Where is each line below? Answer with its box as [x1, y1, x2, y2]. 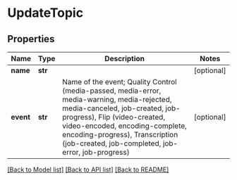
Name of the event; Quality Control [62, 77, 178, 86]
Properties [7, 33, 55, 45]
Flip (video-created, [98, 112, 166, 122]
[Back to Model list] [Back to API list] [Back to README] [7, 165, 169, 174]
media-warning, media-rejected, [62, 95, 172, 104]
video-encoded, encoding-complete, [62, 121, 187, 131]
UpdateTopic [7, 5, 83, 21]
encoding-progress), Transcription [62, 130, 178, 139]
